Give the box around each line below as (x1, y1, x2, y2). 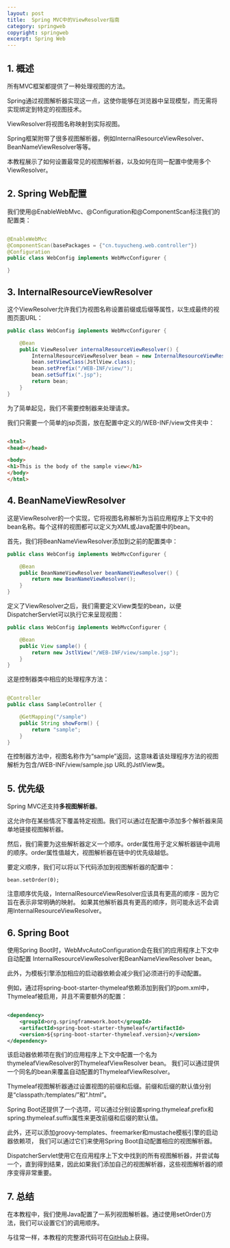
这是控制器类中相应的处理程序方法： (7, 675, 110, 684)
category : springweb (7, 23, 66, 29)
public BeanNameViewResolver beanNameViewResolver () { (19, 569, 179, 576)
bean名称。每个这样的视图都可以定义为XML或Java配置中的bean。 (7, 522, 194, 531)
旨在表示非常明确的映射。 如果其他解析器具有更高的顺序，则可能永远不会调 (7, 898, 219, 906)
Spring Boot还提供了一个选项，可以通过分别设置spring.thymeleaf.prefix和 (7, 1106, 214, 1114)
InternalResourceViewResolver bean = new (31, 352, 152, 360)
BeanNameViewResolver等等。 (7, 142, 94, 151)
